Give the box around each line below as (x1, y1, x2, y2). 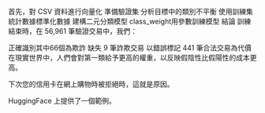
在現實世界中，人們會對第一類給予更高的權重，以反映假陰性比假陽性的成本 (8, 53, 250, 62)
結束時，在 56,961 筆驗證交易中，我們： (8, 27, 138, 35)
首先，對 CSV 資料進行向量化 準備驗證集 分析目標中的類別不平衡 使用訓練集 (8, 7, 254, 16)
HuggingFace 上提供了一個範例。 (8, 97, 116, 105)
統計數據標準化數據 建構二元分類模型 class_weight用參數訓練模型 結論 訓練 (8, 16, 252, 26)
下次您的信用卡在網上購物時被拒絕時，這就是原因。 (8, 79, 174, 89)
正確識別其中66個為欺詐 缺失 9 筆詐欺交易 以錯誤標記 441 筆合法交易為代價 (8, 43, 252, 53)
